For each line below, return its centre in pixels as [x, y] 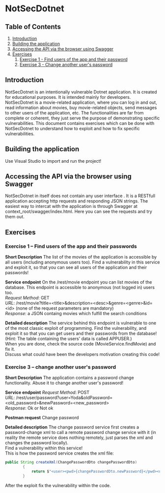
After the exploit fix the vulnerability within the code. [58, 485]
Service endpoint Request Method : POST [47, 392]
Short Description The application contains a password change [69, 378]
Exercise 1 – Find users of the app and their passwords [71, 246]
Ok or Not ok [40, 408]
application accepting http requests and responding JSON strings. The [77, 201]
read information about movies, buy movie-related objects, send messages [81, 107]
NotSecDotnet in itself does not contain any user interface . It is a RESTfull [80, 196]
